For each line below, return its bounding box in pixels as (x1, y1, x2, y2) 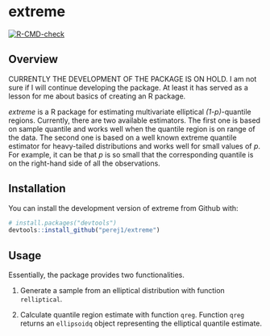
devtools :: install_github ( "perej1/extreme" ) (8, 226, 160, 234)
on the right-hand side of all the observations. (8, 158, 161, 168)
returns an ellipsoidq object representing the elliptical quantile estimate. (19, 318, 263, 329)
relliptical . (19, 294, 63, 304)
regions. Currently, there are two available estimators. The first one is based (8, 115, 260, 125)
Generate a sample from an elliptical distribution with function (19, 286, 226, 296)
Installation (8, 182, 66, 195)
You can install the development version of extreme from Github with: (8, 203, 239, 212)
